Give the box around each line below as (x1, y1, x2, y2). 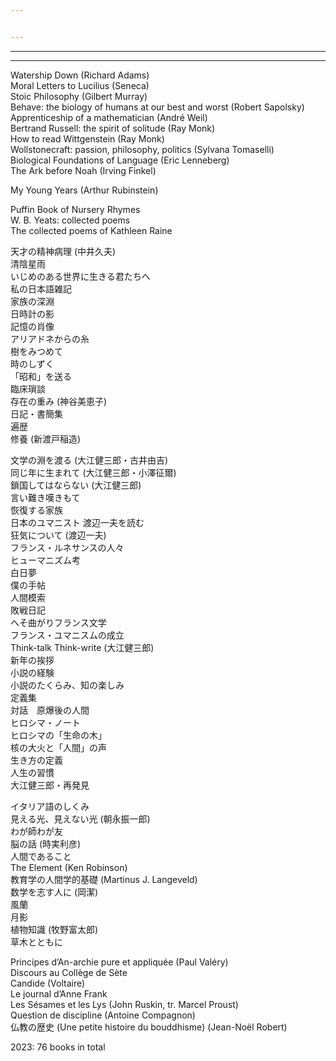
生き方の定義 (10, 754, 63, 766)
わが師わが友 (10, 825, 63, 837)
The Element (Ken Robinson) (10, 861, 128, 873)
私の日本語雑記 (10, 282, 72, 295)
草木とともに (10, 936, 63, 948)
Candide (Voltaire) (10, 977, 86, 989)
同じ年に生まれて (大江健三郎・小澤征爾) (10, 466, 177, 478)
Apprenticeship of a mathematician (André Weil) (10, 111, 208, 123)
